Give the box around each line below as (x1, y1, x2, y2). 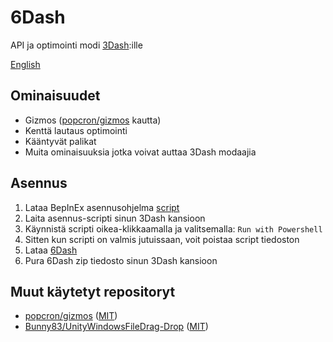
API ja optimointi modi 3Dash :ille (10, 39, 143, 51)
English (10, 58, 41, 70)
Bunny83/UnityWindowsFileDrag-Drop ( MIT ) (24, 321, 209, 333)
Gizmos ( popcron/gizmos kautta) (24, 114, 162, 126)
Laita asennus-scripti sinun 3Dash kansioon (24, 212, 206, 224)
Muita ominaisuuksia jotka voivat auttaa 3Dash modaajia (24, 146, 257, 158)
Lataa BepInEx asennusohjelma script (24, 201, 180, 213)
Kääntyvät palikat (24, 135, 97, 147)
